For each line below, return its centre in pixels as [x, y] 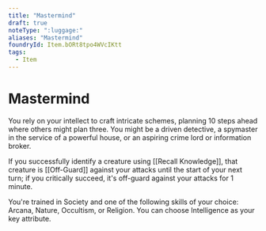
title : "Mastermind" [42, 15]
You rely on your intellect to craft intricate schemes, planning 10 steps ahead [133, 120]
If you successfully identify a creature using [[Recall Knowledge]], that [123, 161]
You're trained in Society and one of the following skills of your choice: [123, 202]
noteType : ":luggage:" [46, 30]
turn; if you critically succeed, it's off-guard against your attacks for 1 [121, 178]
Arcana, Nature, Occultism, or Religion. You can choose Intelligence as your [131, 210]
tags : [17, 52]
